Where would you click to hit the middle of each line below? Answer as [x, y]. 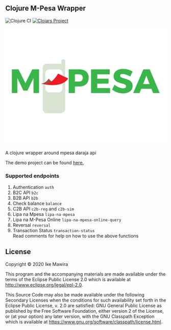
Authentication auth [33, 187]
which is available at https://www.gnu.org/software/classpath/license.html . [84, 322]
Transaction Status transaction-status [54, 230]
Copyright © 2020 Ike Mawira [37, 264]
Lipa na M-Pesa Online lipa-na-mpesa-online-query [67, 219]
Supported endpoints [32, 176]
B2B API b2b [25, 198]
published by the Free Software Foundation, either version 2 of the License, [85, 311]
